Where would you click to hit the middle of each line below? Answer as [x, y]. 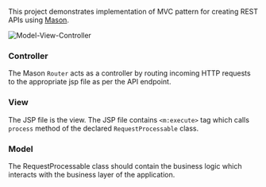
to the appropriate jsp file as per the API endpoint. [90, 82]
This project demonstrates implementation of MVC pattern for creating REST [133, 12]
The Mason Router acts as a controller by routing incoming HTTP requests [130, 73]
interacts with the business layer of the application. [92, 174]
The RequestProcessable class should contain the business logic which [125, 166]
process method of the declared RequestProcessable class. [104, 128]
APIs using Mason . [39, 20]
